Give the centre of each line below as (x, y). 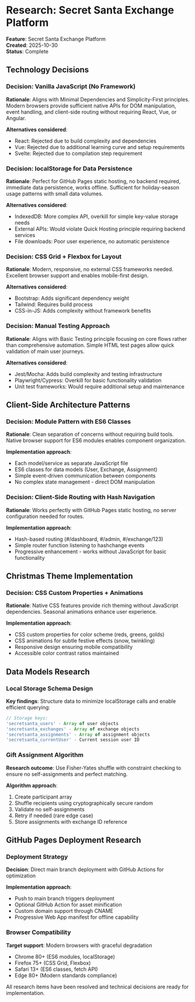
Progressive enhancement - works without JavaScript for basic (90, 551)
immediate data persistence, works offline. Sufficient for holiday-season (93, 187)
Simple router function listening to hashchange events (79, 545)
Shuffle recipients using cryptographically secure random (84, 803)
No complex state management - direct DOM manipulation (85, 482)
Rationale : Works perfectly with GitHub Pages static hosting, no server (91, 510)
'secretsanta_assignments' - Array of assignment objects (78, 734)
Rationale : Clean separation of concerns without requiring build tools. (90, 434)
